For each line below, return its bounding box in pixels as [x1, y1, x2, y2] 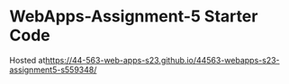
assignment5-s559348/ [9, 64, 97, 75]
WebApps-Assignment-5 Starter [9, 6, 258, 27]
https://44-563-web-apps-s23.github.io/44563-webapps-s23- [44, 55, 281, 65]
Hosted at [9, 55, 46, 65]
